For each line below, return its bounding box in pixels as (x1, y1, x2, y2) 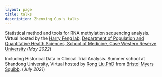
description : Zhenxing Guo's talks (5, 16, 79, 21)
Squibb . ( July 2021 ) (5, 66, 45, 72)
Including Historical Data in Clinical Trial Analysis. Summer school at (5, 56, 145, 62)
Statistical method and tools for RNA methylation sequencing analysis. (5, 30, 150, 36)
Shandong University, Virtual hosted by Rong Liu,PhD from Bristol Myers (5, 61, 154, 67)
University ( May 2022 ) (5, 46, 52, 52)
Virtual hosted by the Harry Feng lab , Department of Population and (5, 35, 144, 41)
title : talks (5, 12, 32, 17)
